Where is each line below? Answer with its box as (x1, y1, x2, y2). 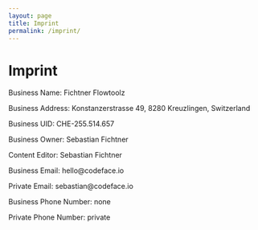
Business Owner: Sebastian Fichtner (8, 134, 129, 145)
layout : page (8, 11, 52, 20)
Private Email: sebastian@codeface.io (8, 182, 134, 191)
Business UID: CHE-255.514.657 (8, 119, 115, 129)
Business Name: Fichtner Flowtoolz (8, 88, 125, 97)
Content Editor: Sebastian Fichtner (8, 150, 123, 160)
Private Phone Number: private (8, 212, 111, 222)
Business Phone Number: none (8, 197, 111, 207)
